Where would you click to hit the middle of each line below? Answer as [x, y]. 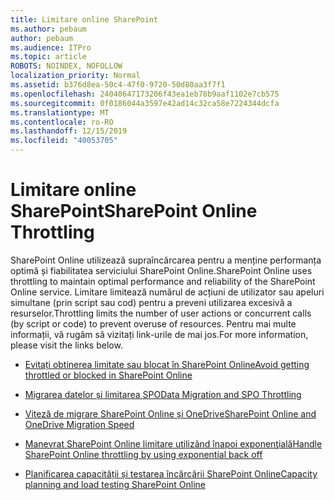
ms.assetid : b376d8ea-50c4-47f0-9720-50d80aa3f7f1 [118, 85]
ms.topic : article [48, 57]
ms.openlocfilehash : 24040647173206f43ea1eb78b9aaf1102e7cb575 [145, 94]
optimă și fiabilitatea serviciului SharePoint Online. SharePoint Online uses [161, 270]
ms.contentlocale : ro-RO [62, 122]
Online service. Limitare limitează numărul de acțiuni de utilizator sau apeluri [167, 292]
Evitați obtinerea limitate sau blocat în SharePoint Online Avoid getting [167, 364]
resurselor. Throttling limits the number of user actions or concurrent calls [161, 313]
